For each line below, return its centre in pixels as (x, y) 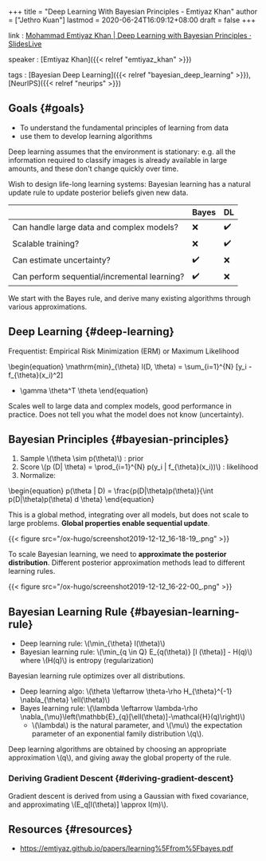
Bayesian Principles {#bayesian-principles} (119, 439)
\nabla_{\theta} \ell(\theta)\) (65, 700)
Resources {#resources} (70, 829)
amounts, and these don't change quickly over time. (94, 168)
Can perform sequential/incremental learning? (98, 277)
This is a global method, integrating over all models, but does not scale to (129, 515)
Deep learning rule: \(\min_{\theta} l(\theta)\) (92, 644)
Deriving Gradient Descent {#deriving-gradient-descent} (121, 779)
